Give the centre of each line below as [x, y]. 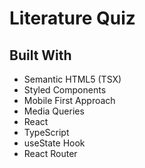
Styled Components [65, 90]
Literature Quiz [72, 18]
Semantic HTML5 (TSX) [72, 79]
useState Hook [54, 143]
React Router [50, 153]
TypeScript [46, 132]
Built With [40, 55]
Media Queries [54, 111]
